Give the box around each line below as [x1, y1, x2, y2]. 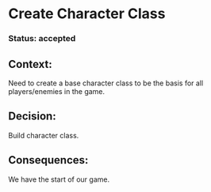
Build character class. [8, 130, 79, 140]
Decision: [8, 110, 57, 123]
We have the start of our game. [8, 175, 109, 184]
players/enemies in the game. [8, 86, 105, 96]
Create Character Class [8, 5, 166, 23]
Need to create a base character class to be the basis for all [8, 78, 204, 88]
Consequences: [8, 153, 89, 167]
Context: [8, 57, 53, 71]
